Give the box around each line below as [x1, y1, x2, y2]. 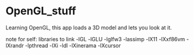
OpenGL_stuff [5, 4, 77, 18]
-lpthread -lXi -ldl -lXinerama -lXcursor [25, 42, 121, 49]
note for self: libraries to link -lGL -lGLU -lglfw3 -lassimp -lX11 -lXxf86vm [5, 35, 186, 42]
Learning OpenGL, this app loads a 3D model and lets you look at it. [5, 24, 172, 31]
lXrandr [5, 42, 25, 49]
